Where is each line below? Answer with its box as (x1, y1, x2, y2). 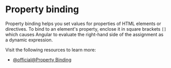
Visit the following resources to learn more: (5, 47, 96, 53)
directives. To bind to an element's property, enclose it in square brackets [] (5, 26, 166, 32)
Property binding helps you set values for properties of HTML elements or (5, 20, 161, 27)
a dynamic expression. (5, 37, 53, 43)
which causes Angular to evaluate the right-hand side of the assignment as (5, 31, 164, 37)
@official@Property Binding (12, 56, 72, 62)
